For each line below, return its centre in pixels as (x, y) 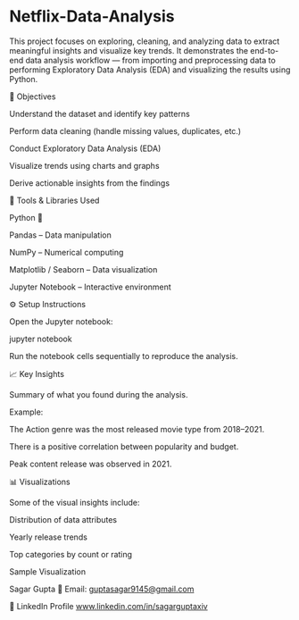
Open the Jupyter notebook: (61, 321)
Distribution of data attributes (63, 519)
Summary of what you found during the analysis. (99, 394)
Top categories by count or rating (71, 554)
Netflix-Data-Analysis (92, 17)
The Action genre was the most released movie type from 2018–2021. (137, 429)
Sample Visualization (48, 571)
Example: (26, 412)
